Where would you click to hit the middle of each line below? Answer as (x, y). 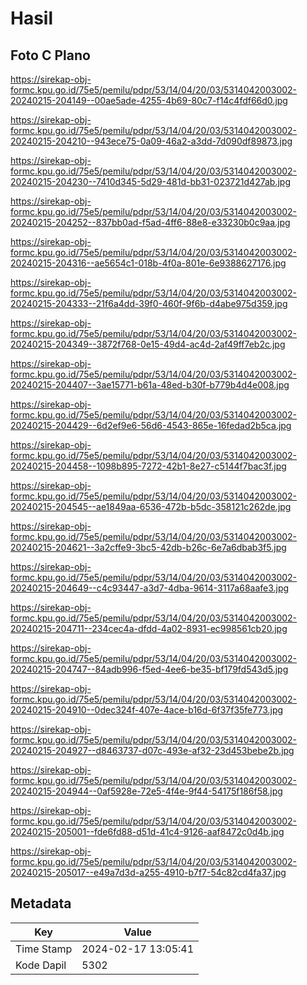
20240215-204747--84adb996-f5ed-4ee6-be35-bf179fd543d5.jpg (149, 669)
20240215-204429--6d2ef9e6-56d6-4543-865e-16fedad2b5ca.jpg (151, 425)
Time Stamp (44, 949)
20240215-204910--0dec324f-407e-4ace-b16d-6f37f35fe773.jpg (147, 710)
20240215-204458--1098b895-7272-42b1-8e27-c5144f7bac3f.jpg (148, 466)
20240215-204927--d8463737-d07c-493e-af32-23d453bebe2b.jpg (152, 750)
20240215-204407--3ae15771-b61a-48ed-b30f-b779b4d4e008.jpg (150, 385)
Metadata (41, 903)
